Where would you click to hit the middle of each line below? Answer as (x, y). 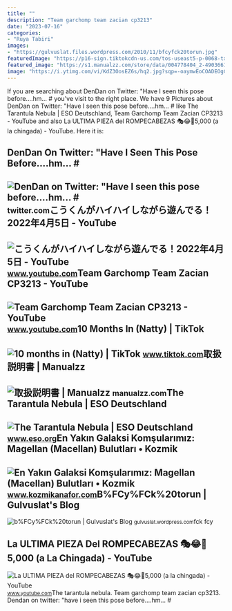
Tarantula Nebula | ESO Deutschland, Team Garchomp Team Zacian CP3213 (115, 113)
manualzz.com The (148, 392)
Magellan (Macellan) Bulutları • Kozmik (93, 449)
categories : (24, 33)
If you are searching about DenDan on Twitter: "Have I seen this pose (106, 91)
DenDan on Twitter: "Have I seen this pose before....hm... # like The (103, 106)
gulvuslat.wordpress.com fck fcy (173, 522)
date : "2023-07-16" (35, 26)
